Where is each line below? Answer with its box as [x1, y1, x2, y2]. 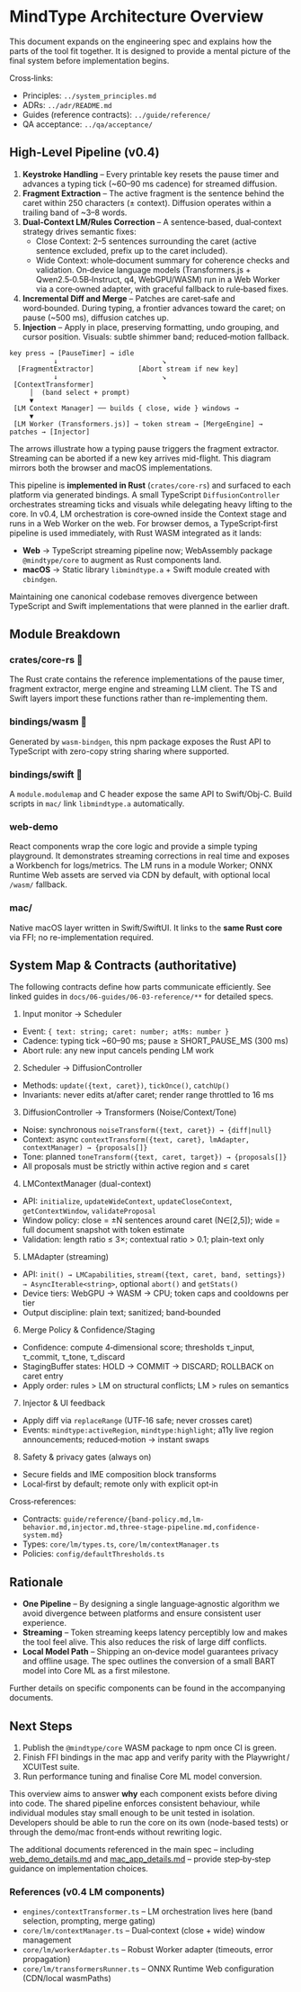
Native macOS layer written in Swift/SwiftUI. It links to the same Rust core [9, 922, 283, 933]
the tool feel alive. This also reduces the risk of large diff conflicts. [22, 1637, 268, 1647]
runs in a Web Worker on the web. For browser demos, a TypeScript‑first [9, 517, 279, 528]
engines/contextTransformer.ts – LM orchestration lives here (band [22, 1906, 273, 1917]
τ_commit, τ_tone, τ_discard [22, 1351, 126, 1362]
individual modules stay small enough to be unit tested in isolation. [9, 1808, 255, 1818]
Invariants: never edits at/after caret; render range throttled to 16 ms [22, 1090, 274, 1100]
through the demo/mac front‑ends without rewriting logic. [9, 1826, 223, 1837]
